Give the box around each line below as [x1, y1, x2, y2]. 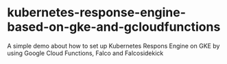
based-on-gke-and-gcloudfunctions [7, 19, 221, 35]
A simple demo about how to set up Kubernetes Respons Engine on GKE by [7, 42, 220, 50]
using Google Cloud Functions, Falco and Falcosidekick [7, 49, 164, 57]
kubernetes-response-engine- [7, 5, 187, 20]
